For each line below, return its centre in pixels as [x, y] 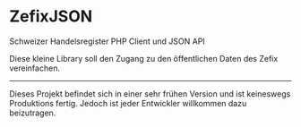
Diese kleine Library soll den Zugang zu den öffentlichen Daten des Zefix [144, 58]
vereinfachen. [35, 68]
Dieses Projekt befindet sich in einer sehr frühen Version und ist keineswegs [150, 93]
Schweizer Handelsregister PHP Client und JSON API [107, 41]
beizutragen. [33, 113]
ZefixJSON [51, 17]
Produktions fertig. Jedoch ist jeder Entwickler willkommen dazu [128, 103]
